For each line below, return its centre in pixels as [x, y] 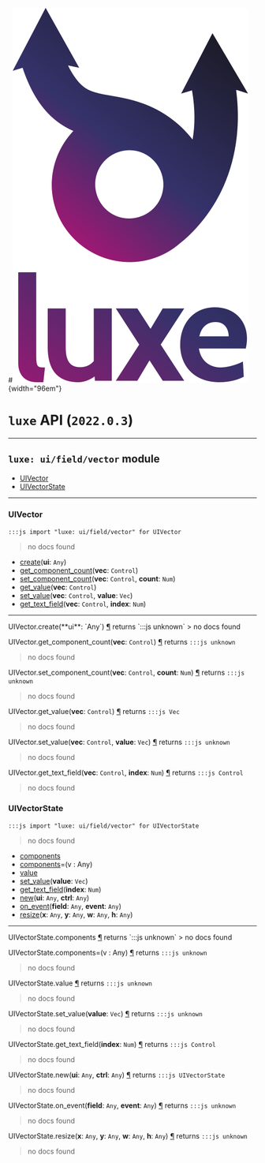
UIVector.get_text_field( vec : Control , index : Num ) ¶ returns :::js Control [126, 772]
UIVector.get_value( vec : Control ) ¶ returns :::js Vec [94, 712]
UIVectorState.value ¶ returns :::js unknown [80, 983]
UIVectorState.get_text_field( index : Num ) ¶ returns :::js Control [112, 1045]
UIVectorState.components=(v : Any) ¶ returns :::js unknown [108, 953]
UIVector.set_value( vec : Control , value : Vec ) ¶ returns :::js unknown [119, 742]
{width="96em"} [35, 388]
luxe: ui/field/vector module [84, 459]
